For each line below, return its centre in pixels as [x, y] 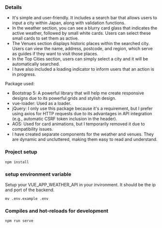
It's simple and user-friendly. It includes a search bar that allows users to [84, 18]
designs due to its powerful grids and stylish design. [64, 98]
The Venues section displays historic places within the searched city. [81, 44]
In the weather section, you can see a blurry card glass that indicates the [85, 28]
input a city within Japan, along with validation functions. [69, 23]
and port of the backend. [30, 190]
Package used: [20, 84]
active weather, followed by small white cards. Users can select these [81, 33]
